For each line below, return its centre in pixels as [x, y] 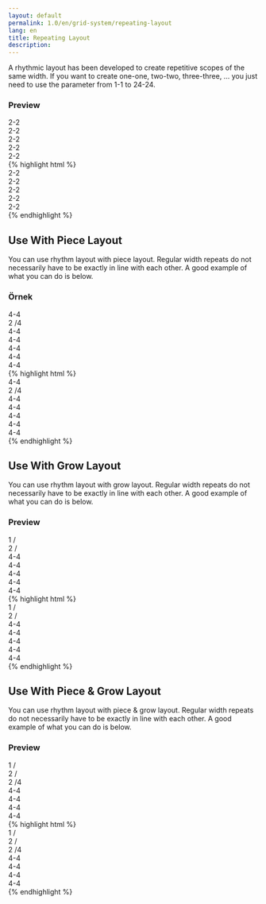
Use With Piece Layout [66, 240]
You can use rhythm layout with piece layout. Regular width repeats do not [130, 260]
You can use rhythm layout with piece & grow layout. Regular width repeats [131, 710]
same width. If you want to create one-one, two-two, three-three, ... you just [133, 76]
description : [30, 45]
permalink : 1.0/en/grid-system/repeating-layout [90, 23]
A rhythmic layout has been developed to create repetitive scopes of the [126, 68]
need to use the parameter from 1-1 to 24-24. [82, 85]
